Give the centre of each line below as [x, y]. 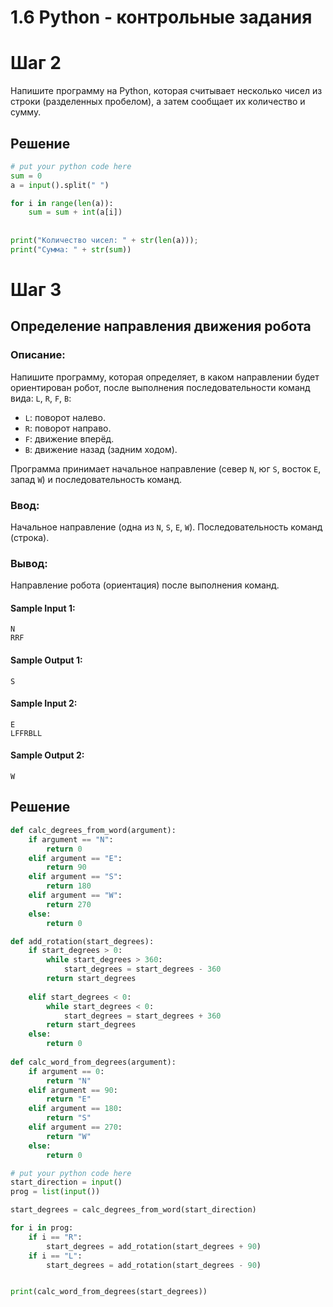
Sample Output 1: [46, 660]
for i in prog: [42, 1228]
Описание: [38, 355]
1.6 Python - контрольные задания [161, 17]
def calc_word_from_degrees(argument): [93, 1062]
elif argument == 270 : [75, 1127]
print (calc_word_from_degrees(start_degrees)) [109, 1292]
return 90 [66, 867]
